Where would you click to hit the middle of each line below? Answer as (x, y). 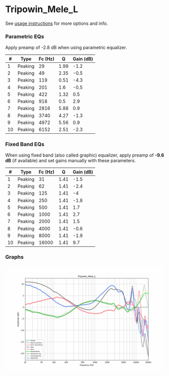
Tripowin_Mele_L (42, 9)
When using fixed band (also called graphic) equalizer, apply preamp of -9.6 (85, 155)
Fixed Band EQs (25, 144)
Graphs (14, 257)
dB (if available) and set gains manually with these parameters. (71, 161)
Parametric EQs (25, 36)
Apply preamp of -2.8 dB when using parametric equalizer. (66, 48)
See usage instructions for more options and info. (57, 23)
